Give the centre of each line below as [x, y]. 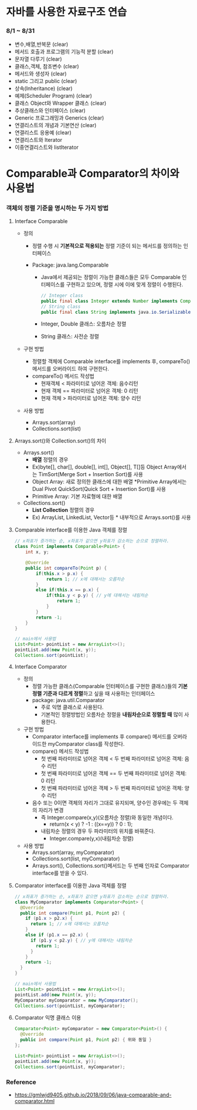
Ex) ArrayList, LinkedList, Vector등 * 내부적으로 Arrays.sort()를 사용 [112, 517]
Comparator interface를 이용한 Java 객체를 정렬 [71, 885]
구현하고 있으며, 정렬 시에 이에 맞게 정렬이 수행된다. [125, 284]
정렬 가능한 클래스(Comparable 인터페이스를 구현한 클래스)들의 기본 [110, 686]
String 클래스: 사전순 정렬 [70, 337]
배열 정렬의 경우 [50, 460]
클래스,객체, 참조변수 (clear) [47, 67]
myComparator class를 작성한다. [86, 744]
